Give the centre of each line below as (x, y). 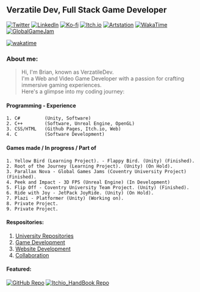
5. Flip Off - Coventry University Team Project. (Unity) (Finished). (98, 187)
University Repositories (45, 236)
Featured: (19, 269)
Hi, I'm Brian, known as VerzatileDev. (67, 72)
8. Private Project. (33, 204)
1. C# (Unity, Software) (49, 118)
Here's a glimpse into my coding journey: (73, 91)
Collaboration (32, 255)
